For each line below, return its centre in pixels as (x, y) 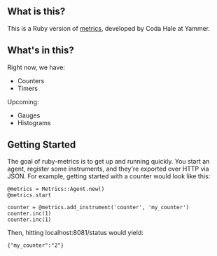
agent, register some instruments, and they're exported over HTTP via (108, 169)
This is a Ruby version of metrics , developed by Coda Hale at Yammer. (109, 28)
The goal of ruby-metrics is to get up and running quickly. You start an (108, 162)
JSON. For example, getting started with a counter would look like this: (109, 176)
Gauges (29, 115)
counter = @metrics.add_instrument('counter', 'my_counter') (98, 208)
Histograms (34, 122)
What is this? (36, 12)
